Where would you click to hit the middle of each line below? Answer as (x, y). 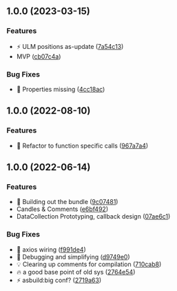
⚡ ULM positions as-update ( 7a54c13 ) (70, 46)
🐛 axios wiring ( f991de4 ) (51, 249)
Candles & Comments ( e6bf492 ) (62, 209)
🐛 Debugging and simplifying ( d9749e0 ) (73, 257)
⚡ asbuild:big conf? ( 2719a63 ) (59, 280)
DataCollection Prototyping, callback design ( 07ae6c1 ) (93, 217)
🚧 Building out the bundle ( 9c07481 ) (67, 202)
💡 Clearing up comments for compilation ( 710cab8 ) (89, 264)
